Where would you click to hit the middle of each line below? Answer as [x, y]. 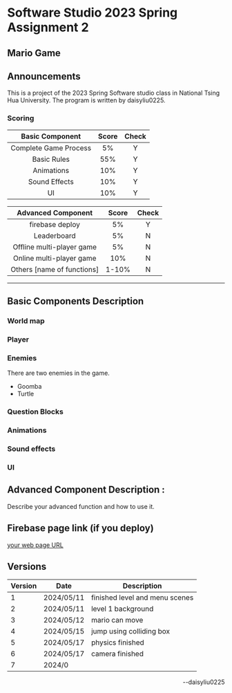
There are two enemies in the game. [59, 373]
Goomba [29, 387]
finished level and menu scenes [142, 598]
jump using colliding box [130, 631]
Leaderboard [55, 235]
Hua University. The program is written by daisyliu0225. [86, 100]
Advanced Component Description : [86, 490]
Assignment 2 [48, 27]
